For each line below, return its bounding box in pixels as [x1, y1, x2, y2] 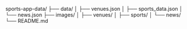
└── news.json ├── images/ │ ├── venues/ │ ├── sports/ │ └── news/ [5, 11, 181, 18]
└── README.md [5, 18, 48, 24]
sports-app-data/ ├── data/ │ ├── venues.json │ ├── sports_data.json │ [5, 6, 183, 12]
